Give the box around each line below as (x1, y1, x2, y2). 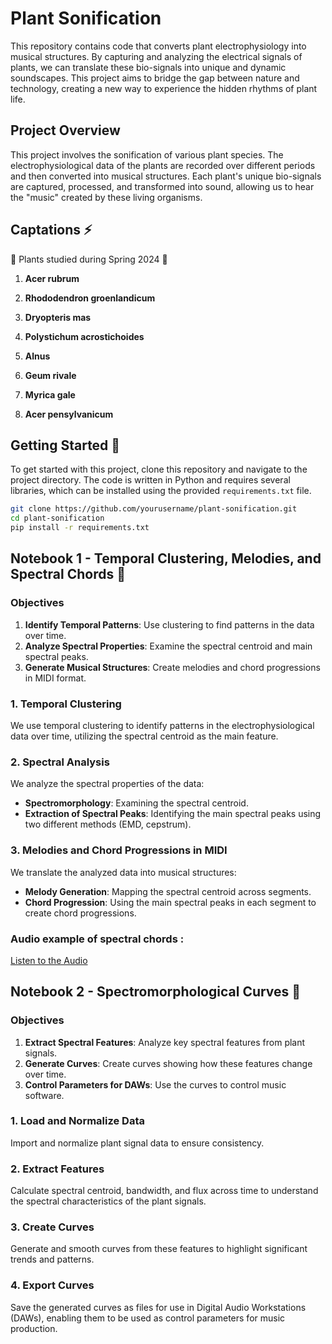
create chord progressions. (24, 907, 137, 919)
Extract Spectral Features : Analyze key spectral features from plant (24, 1036, 306, 1048)
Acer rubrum (24, 272, 80, 284)
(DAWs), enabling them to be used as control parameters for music (10, 1312, 286, 1324)
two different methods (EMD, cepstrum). (24, 818, 192, 831)
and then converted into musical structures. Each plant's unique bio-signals (10, 170, 322, 182)
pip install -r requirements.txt (10, 523, 150, 533)
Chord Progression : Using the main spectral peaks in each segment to (24, 896, 317, 908)
